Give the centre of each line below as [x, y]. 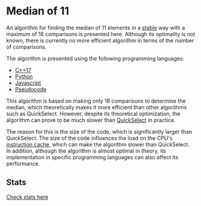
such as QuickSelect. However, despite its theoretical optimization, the [93, 114]
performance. [23, 163]
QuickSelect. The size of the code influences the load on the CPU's [89, 138]
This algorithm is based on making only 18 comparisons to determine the [96, 101]
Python [24, 76]
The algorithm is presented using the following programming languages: [95, 58]
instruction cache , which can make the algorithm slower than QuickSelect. [98, 144]
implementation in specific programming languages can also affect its [92, 157]
